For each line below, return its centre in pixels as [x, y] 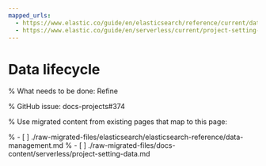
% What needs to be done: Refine [63, 91]
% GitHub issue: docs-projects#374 [66, 107]
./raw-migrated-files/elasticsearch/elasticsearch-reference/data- [137, 137]
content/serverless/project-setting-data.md [79, 154]
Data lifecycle [54, 69]
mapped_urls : [30, 15]
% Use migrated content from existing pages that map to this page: [118, 122]
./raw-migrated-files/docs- [132, 145]
